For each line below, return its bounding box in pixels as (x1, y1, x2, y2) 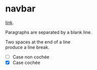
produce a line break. (5, 44, 50, 50)
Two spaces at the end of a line (5, 38, 71, 45)
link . (5, 19, 14, 25)
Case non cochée (12, 53, 50, 60)
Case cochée (12, 59, 40, 65)
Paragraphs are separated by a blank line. (5, 29, 92, 35)
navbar (5, 3, 36, 14)
